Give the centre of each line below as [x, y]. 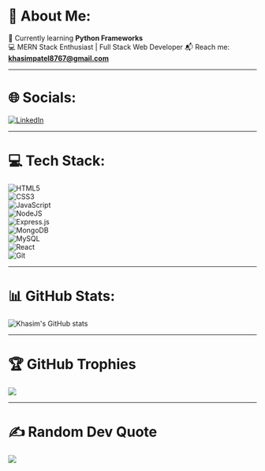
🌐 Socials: [42, 98]
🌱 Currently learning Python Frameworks [76, 38]
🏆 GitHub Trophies [72, 364]
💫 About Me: [50, 16]
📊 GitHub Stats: [62, 296]
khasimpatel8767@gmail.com [58, 58]
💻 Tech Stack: [57, 161]
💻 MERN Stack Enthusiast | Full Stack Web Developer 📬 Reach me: [119, 47]
